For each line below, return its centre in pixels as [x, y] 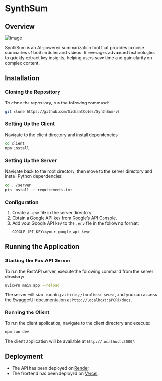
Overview [20, 26]
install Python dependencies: [34, 176]
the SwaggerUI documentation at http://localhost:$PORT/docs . [68, 300]
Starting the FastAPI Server [38, 260]
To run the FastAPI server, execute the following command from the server [79, 271]
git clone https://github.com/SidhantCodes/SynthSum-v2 [62, 112]
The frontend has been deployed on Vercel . [55, 373]
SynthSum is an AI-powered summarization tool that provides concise [74, 47]
